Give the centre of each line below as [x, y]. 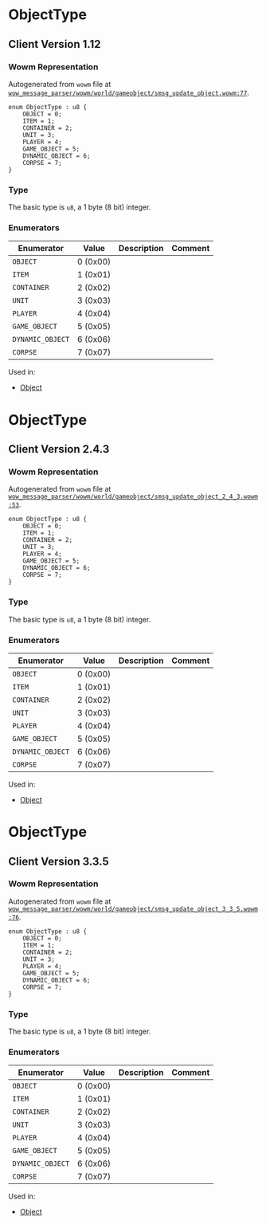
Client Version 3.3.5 [59, 861]
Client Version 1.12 [55, 44]
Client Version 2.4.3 [59, 449]
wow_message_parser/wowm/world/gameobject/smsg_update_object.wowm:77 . [129, 92]
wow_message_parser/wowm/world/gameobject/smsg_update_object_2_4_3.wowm [133, 497]
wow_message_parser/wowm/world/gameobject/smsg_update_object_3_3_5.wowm [133, 909]
